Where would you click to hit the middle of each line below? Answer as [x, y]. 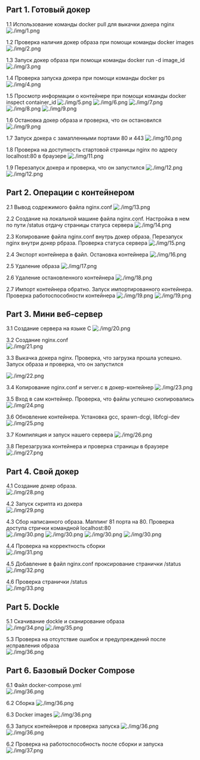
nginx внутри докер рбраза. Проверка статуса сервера [77, 243]
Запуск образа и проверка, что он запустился [65, 364]
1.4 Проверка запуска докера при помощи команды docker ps [86, 78]
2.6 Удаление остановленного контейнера [60, 278]
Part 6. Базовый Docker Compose [71, 671]
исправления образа [33, 646]
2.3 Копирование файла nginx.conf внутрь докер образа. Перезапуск [95, 236]
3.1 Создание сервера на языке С [49, 328]
